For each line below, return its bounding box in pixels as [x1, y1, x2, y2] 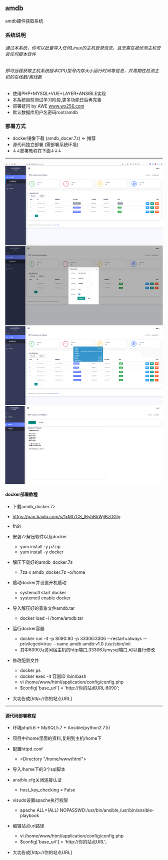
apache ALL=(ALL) [19, 807, 59, 813]
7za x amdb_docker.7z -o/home [19, 569, 85, 575]
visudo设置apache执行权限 [12, 797, 68, 803]
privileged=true [19, 641, 52, 647]
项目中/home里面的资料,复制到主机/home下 [12, 735, 102, 741]
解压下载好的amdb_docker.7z [12, 559, 73, 565]
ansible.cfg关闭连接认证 [12, 777, 62, 783]
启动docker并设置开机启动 [12, 580, 66, 586]
